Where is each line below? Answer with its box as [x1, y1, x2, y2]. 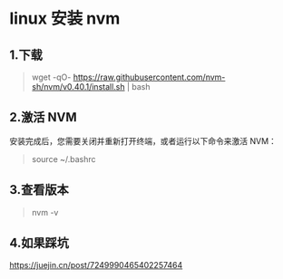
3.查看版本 [9, 182, 70, 197]
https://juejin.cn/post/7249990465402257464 [9, 260, 183, 271]
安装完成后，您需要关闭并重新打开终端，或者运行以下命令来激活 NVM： [9, 135, 277, 146]
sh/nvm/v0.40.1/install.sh [31, 82, 125, 91]
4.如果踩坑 [9, 236, 70, 251]
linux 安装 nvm [9, 8, 121, 29]
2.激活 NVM [9, 110, 77, 125]
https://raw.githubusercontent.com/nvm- [73, 72, 226, 82]
